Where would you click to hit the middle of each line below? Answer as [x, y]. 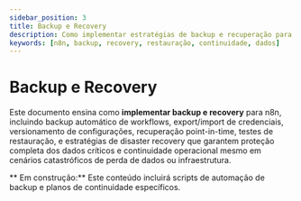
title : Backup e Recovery [58, 26]
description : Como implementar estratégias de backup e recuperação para [151, 34]
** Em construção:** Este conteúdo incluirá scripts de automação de [137, 178]
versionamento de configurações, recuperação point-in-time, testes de [141, 132]
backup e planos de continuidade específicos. [95, 187]
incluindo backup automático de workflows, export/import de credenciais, [146, 122]
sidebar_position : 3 [48, 18]
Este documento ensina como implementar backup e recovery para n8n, [146, 113]
